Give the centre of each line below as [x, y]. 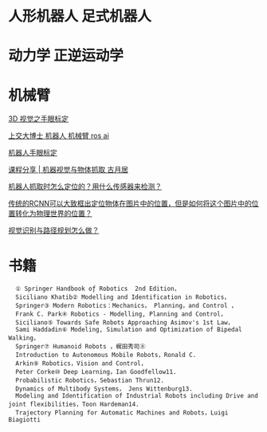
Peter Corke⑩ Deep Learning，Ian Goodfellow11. [96, 372]
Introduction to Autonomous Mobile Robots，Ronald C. [106, 355]
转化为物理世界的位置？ [53, 214]
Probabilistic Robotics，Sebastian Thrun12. [90, 381]
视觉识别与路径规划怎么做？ [54, 230]
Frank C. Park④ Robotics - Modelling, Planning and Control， [121, 314]
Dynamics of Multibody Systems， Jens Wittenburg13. [104, 389]
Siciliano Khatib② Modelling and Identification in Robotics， [123, 297]
